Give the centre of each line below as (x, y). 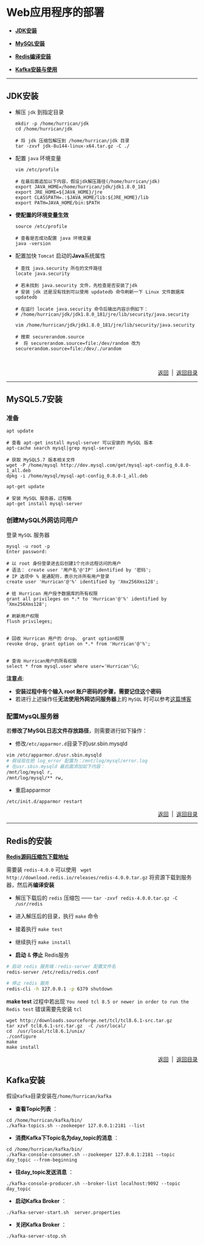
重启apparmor (33, 790)
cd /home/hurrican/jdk (44, 129)
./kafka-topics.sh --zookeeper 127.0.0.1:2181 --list (76, 1126)
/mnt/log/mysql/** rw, (35, 778)
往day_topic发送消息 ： (44, 1172)
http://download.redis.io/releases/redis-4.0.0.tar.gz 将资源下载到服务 (99, 878)
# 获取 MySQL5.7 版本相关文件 (41, 460)
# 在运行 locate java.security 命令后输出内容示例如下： (82, 309)
